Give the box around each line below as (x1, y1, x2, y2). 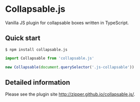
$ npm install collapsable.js (5, 47, 68, 52)
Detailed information (5, 78, 70, 87)
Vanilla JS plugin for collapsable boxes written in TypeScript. (5, 20, 129, 26)
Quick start (5, 34, 41, 42)
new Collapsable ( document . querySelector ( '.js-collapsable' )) (5, 65, 135, 69)
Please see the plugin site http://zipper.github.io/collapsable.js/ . (5, 91, 136, 97)
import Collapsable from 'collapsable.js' (5, 56, 94, 61)
